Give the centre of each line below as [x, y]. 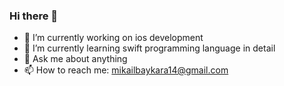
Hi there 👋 [34, 16]
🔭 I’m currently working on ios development [113, 38]
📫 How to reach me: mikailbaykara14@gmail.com [126, 70]
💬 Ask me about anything [75, 59]
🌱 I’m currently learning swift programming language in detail [149, 48]
